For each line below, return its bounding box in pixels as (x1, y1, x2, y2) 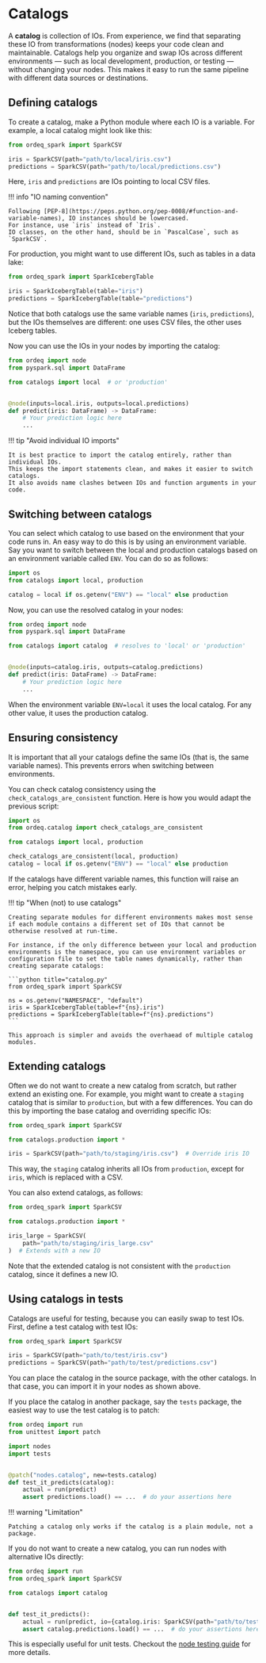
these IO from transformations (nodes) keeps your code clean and (8, 39, 224, 48)
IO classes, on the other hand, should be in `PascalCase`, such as (8, 228, 239, 236)
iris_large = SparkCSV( (8, 1232, 87, 1241)
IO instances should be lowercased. (68, 215, 190, 223)
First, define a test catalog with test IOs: (8, 1321, 139, 1332)
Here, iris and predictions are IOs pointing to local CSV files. (8, 177, 211, 186)
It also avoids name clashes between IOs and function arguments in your (8, 479, 257, 487)
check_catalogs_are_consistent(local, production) (8, 853, 179, 861)
